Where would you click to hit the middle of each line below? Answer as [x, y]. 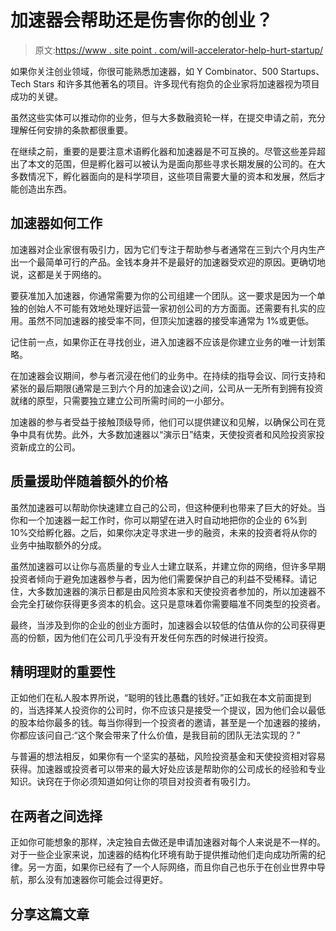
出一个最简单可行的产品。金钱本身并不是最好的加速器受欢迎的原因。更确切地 [168, 262]
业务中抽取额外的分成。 [58, 545]
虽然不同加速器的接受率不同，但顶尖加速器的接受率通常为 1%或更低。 [171, 320]
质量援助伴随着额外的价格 [89, 481]
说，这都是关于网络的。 [58, 274]
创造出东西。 [45, 188]
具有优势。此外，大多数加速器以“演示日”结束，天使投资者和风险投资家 [172, 434]
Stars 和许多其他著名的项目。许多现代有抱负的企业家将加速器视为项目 [176, 83]
